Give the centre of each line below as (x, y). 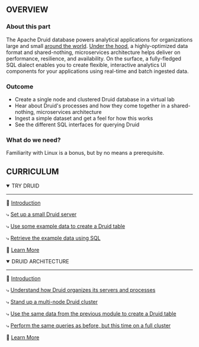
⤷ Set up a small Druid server (41, 214)
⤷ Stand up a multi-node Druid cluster (52, 302)
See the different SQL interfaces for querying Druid (77, 125)
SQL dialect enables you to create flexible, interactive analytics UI (86, 65)
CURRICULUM (33, 171)
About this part (28, 27)
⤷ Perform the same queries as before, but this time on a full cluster (89, 326)
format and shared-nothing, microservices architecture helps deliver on (93, 52)
